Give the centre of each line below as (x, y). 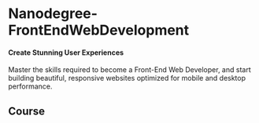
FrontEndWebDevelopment (99, 30)
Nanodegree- (53, 14)
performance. (30, 86)
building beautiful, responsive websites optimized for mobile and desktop (127, 78)
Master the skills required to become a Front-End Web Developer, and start (129, 70)
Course (27, 111)
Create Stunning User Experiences (66, 52)
